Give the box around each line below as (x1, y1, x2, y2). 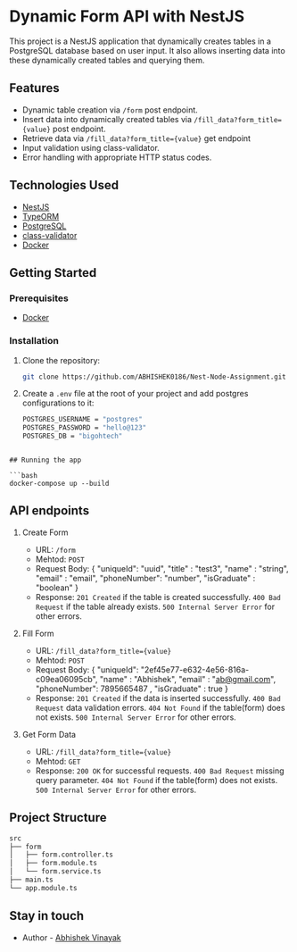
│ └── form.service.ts (9, 867, 102, 876)
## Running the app (9, 455, 82, 465)
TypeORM (21, 211, 60, 221)
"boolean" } (35, 582, 78, 593)
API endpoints (9, 503, 90, 519)
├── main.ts (9, 875, 54, 885)
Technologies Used (9, 178, 119, 193)
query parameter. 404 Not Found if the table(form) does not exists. (35, 774, 278, 785)
